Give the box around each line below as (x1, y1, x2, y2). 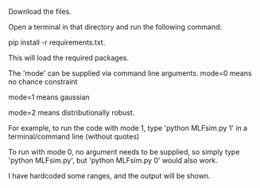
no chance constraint (8, 77, 78, 86)
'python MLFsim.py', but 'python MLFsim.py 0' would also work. (8, 155, 219, 165)
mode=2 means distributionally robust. (8, 108, 135, 117)
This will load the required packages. (8, 53, 130, 62)
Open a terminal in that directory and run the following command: (8, 22, 223, 31)
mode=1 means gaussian (8, 92, 90, 102)
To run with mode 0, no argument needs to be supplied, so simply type (8, 147, 240, 156)
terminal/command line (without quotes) (8, 131, 140, 141)
